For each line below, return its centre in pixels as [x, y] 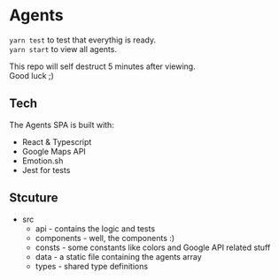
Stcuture [34, 198]
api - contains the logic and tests [95, 228]
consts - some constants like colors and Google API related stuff [153, 247]
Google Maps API [54, 151]
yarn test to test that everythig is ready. [83, 40]
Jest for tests [46, 170]
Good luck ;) [32, 75]
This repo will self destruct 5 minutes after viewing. [103, 66]
